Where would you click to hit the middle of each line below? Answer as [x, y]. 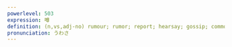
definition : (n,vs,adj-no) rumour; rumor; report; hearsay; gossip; [108, 26]
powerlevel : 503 [30, 13]
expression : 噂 [28, 20]
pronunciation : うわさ [38, 33]
